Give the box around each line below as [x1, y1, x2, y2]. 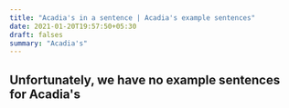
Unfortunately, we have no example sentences [9, 72, 281, 87]
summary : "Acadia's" [9, 38, 89, 48]
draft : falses [9, 30, 64, 39]
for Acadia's [9, 86, 80, 102]
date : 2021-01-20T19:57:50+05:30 [9, 22, 137, 31]
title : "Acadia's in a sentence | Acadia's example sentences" [9, 13, 256, 23]
